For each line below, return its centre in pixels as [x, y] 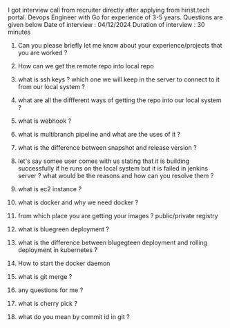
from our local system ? [51, 87]
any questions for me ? [50, 290]
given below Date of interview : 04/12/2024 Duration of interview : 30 [107, 25]
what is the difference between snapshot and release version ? [107, 147]
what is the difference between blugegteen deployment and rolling [113, 242]
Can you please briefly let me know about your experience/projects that [120, 45]
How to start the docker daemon [64, 263]
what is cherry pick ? [48, 303]
